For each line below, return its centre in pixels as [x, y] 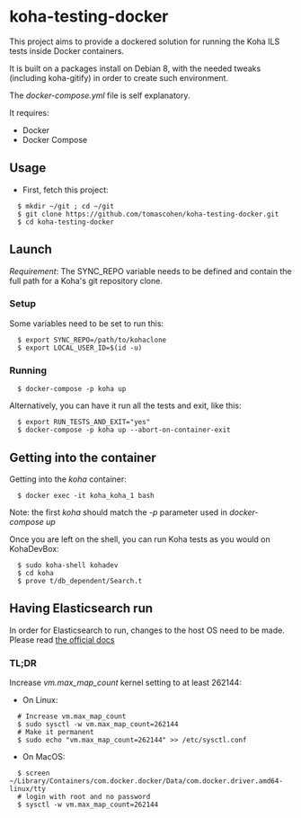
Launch [31, 249]
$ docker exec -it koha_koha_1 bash [86, 495]
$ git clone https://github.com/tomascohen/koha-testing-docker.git [148, 214]
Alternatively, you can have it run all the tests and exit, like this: [125, 405]
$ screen [34, 774]
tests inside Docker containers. [66, 50]
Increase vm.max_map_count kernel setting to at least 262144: [126, 683]
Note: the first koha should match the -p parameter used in [118, 512]
